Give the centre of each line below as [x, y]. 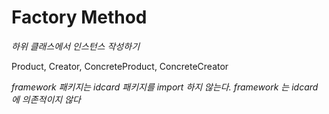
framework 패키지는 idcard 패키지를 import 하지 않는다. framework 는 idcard [165, 87]
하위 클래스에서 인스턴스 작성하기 [76, 46]
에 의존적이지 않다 [46, 99]
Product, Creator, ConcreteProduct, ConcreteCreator [120, 66]
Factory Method [79, 17]
